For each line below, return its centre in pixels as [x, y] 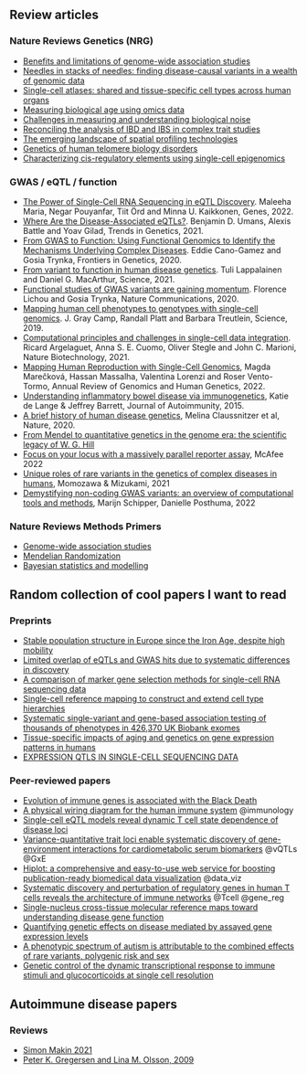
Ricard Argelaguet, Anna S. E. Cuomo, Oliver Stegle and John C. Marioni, [159, 347]
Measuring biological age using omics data [104, 110]
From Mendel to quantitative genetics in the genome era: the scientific [155, 434]
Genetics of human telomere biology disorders [110, 148]
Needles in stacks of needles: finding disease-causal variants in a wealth [160, 70]
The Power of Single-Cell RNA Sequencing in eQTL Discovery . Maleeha [157, 201]
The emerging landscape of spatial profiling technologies [130, 138]
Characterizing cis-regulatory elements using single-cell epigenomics [154, 158]
